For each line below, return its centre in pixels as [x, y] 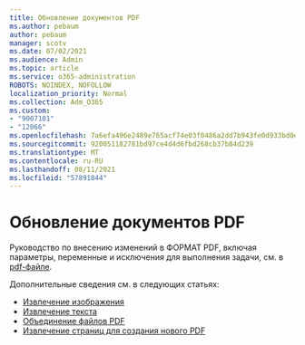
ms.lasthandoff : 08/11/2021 [63, 169]
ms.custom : [30, 110]
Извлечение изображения [74, 302]
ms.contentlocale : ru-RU [56, 161]
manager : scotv [38, 43]
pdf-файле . [31, 267]
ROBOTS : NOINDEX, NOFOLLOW [60, 85]
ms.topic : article [44, 69]
